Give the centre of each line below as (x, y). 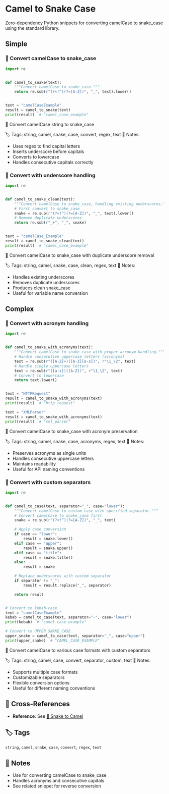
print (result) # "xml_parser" (38, 421)
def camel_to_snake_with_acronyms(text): (49, 347)
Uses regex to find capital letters (46, 146)
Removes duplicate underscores (46, 282)
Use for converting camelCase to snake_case (59, 775)
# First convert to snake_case (47, 208)
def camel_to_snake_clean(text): (40, 199)
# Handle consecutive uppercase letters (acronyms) (69, 357)
